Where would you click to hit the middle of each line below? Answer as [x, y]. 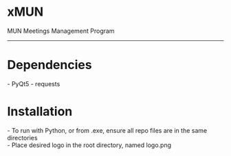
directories [22, 138]
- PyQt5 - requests [34, 83]
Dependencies [49, 65]
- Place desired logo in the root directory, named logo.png [89, 145]
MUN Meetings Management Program [61, 31]
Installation [40, 112]
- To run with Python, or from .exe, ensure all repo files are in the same [107, 130]
